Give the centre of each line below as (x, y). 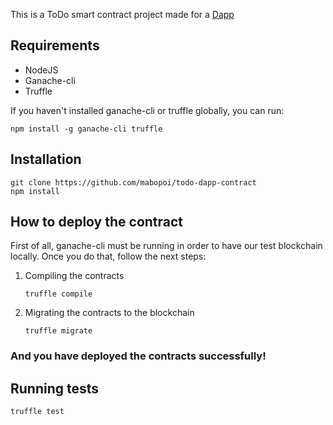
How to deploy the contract (97, 222)
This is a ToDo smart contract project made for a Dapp (122, 14)
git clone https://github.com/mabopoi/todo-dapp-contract (133, 182)
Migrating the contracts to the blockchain (109, 313)
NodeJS (41, 70)
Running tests (55, 388)
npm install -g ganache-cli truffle (86, 129)
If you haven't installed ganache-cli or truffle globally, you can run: (147, 110)
